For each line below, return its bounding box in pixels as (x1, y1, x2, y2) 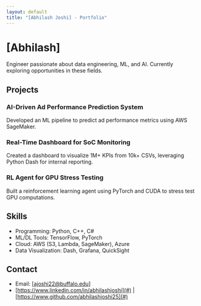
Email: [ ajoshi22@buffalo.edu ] (15, 280, 91, 288)
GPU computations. (6, 193, 55, 201)
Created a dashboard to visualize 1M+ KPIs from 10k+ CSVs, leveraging (6, 152, 185, 159)
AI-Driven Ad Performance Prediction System (6, 102, 144, 111)
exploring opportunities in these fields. (6, 67, 103, 75)
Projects (6, 84, 39, 95)
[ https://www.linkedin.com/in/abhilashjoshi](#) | (15, 287, 135, 294)
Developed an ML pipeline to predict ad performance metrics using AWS (6, 116, 188, 124)
